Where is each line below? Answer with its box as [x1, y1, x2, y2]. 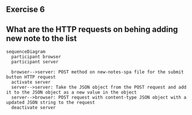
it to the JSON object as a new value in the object [6, 89, 137, 95]
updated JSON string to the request [6, 100, 95, 106]
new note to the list [6, 33, 77, 43]
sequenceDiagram [6, 49, 46, 55]
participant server [11, 59, 59, 65]
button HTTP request [6, 74, 57, 80]
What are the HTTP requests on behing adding [6, 24, 178, 34]
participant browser [11, 54, 61, 60]
